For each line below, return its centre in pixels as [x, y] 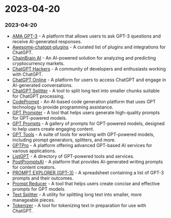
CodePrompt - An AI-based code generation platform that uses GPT [84, 102]
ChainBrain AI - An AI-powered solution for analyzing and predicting [84, 58]
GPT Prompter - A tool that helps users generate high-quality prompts [86, 113]
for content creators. [34, 167]
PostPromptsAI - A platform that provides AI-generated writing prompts [88, 162]
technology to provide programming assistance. [63, 107]
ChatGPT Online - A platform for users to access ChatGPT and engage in [89, 80]
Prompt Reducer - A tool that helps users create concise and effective [86, 184]
